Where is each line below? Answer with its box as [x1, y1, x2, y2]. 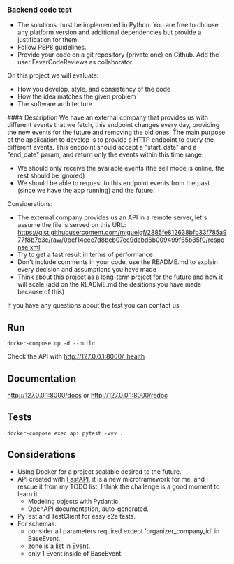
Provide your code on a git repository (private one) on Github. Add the [17, 50, 219, 59]
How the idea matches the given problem [17, 92, 136, 101]
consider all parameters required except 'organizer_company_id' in [27, 526, 220, 535]
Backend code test [7, 5, 72, 15]
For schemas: [17, 519, 57, 528]
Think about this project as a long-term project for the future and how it [17, 273, 224, 281]
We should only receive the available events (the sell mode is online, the [17, 164, 225, 173]
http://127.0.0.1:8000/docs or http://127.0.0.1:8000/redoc [7, 391, 168, 399]
